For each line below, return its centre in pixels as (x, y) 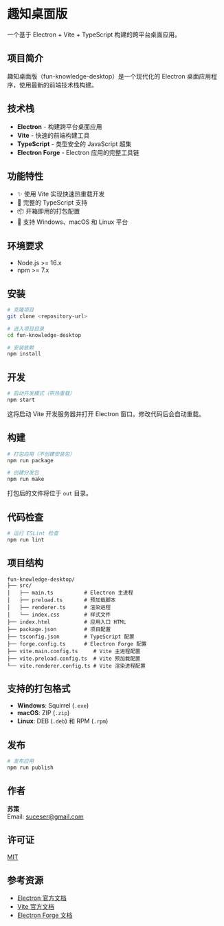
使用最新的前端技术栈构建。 (58, 85)
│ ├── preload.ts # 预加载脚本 (61, 600)
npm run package (30, 460)
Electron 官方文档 (42, 898)
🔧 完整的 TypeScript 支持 (52, 203)
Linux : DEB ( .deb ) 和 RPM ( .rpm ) (63, 721)
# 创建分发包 (23, 473)
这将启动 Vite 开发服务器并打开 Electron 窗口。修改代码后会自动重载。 (106, 413)
